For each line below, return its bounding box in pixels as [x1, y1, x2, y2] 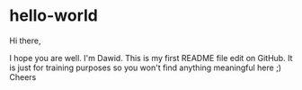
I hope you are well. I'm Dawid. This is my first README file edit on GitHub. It [9, 52, 293, 63]
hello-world [9, 5, 99, 26]
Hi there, [9, 35, 41, 46]
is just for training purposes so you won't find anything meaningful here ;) [9, 62, 281, 73]
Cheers [9, 71, 37, 82]
